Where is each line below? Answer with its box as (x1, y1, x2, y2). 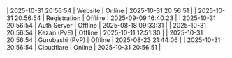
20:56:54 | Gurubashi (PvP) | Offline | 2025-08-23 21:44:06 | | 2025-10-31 (6, 36, 221, 44)
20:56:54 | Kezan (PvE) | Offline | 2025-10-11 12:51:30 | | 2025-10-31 (6, 28, 203, 37)
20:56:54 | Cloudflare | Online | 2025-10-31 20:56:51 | (6, 43, 161, 51)
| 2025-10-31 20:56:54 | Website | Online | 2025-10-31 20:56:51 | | (6, 7, 197, 14)
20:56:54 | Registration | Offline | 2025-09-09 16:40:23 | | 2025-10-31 (14, 14, 216, 22)
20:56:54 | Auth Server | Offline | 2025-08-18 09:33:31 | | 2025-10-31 (6, 21, 207, 29)
